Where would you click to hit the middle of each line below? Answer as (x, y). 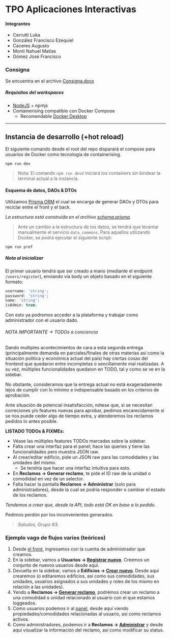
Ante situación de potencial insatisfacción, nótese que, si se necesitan (79, 405)
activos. (21, 619)
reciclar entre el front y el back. (38, 207)
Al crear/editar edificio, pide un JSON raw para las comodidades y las (86, 457)
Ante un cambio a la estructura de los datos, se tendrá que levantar (88, 227)
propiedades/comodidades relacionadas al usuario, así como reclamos (87, 614)
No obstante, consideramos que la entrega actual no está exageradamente (84, 384)
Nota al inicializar (24, 258)
